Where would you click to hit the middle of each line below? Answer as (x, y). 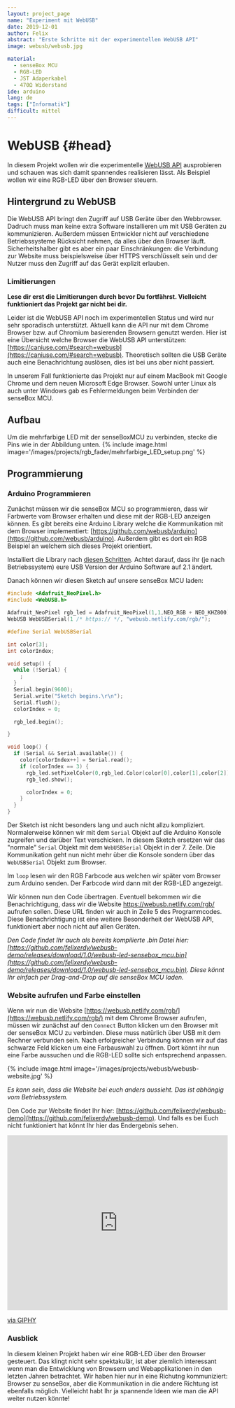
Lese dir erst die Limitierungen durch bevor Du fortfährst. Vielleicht (107, 296)
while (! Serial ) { (41, 670)
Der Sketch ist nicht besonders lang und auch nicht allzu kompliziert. (106, 825)
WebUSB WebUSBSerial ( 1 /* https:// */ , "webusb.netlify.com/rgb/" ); (109, 619)
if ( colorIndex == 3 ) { (55, 766)
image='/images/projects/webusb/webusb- (136, 1069)
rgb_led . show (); (49, 780)
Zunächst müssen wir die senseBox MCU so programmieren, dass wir (108, 509)
